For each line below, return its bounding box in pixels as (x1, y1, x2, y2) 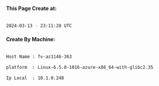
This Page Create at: (6, 5, 57, 12)
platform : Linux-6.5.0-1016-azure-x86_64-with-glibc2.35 (6, 65, 154, 71)
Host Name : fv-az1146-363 (6, 54, 72, 60)
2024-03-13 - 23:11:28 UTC (6, 23, 72, 29)
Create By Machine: (6, 35, 56, 42)
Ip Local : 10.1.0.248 (6, 75, 65, 81)
